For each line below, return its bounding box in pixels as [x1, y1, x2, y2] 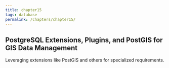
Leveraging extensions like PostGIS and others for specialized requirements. [5, 57, 164, 63]
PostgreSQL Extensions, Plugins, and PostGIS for [5, 36, 163, 44]
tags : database [5, 12, 37, 17]
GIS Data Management [5, 44, 77, 52]
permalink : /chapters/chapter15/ [5, 17, 76, 22]
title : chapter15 [5, 7, 42, 13]
